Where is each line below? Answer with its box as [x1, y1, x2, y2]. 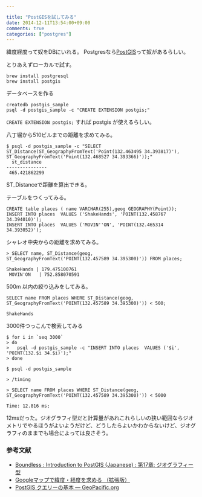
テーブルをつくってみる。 [6, 194, 70, 201]
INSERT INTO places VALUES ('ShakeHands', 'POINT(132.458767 [6, 211, 166, 217]
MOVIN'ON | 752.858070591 [8, 272, 80, 278]
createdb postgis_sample [6, 102, 69, 108]
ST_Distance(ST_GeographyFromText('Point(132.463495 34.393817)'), [6, 149, 180, 155]
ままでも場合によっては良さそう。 [27, 429, 112, 437]
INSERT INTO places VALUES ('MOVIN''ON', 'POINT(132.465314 [6, 222, 164, 228]
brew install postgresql [6, 73, 69, 79]
